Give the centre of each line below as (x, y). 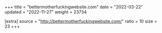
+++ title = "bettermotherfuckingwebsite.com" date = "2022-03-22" (74, 7)
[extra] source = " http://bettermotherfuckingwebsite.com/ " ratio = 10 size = (81, 21)
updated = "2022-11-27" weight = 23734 (46, 12)
